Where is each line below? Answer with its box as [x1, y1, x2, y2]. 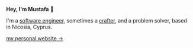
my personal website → [6, 35, 63, 41]
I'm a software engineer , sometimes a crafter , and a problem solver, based [6, 17, 188, 24]
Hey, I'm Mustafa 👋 [6, 6, 54, 12]
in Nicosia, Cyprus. [6, 24, 53, 30]
